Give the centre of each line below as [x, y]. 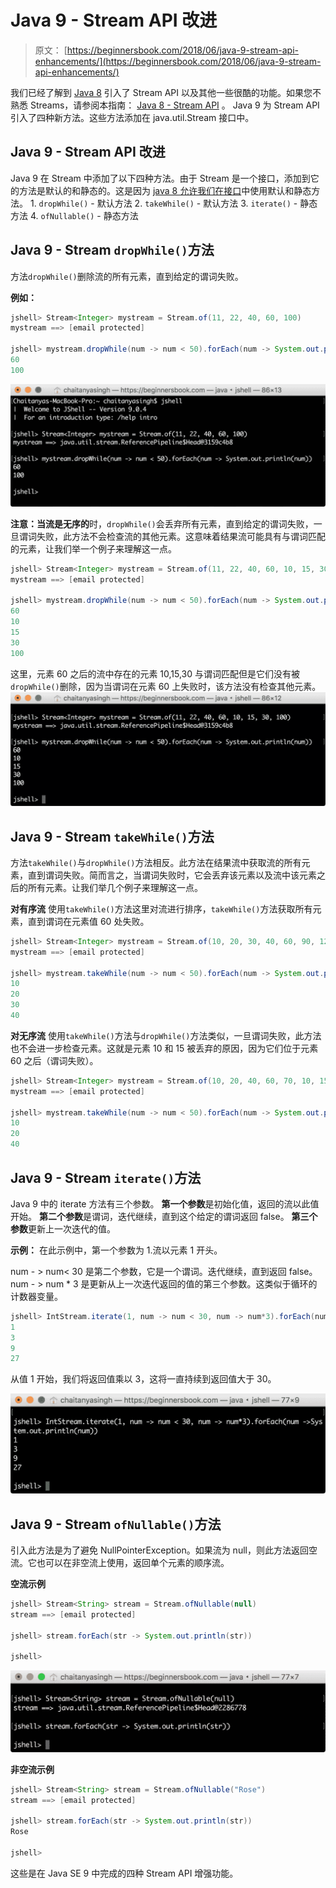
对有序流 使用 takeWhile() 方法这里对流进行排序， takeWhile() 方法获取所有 [161, 908]
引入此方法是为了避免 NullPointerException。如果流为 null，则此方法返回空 [164, 1550]
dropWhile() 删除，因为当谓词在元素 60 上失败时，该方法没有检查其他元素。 [166, 686]
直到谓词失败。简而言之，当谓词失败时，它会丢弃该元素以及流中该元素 [172, 875]
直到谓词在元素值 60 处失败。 [88, 921]
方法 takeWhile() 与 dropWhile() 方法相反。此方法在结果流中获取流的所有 [156, 862]
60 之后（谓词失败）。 [54, 1060]
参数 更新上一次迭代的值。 [63, 1228]
